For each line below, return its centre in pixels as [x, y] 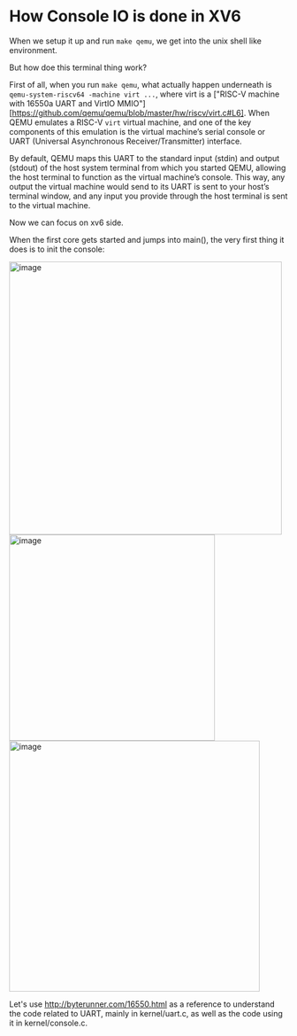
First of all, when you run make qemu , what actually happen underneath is [141, 84]
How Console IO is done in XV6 [125, 16]
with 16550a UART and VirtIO [62, 103]
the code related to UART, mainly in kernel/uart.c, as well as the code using [146, 1013]
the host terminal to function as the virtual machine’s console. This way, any [147, 177]
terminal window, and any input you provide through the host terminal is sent [148, 196]
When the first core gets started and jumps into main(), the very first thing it [147, 239]
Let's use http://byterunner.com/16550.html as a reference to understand [142, 1004]
